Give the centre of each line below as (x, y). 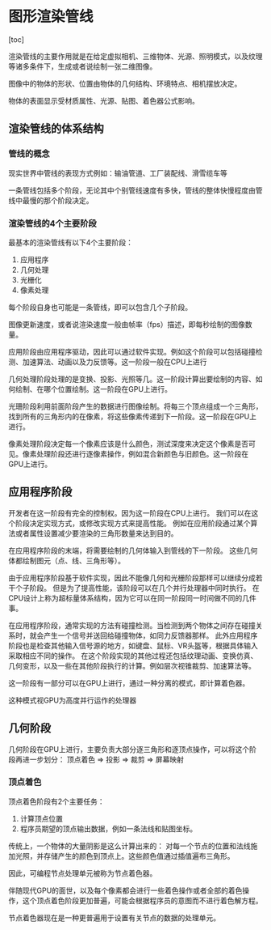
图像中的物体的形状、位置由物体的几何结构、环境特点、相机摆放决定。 (125, 83)
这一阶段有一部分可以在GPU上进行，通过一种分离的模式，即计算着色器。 (129, 683)
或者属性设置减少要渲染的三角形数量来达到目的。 (96, 533)
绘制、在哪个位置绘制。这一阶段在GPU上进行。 (93, 389)
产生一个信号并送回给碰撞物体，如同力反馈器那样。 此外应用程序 (150, 635)
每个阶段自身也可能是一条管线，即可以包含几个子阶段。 (100, 307)
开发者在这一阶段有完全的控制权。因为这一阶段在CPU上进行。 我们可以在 (130, 513)
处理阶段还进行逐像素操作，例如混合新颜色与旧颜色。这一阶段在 (142, 453)
